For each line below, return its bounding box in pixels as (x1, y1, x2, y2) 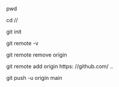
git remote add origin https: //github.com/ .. (6, 63, 114, 70)
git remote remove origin (6, 51, 67, 58)
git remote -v (6, 40, 39, 46)
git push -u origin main (6, 74, 63, 81)
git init (6, 28, 22, 35)
